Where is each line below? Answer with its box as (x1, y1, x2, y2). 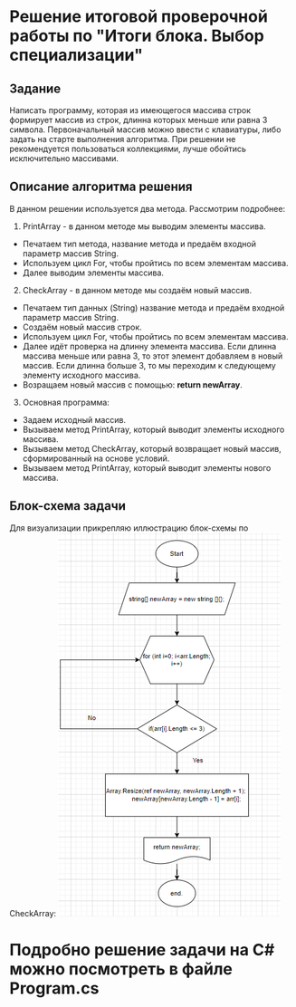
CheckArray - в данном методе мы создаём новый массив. (22, 284, 252, 295)
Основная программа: (22, 397, 110, 408)
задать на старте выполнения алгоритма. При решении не (9, 134, 236, 144)
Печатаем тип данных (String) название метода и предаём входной (22, 302, 285, 313)
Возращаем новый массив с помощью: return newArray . (22, 379, 243, 390)
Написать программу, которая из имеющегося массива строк (9, 105, 252, 115)
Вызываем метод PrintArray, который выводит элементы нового (22, 462, 272, 473)
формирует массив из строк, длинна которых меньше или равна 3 (9, 115, 268, 125)
